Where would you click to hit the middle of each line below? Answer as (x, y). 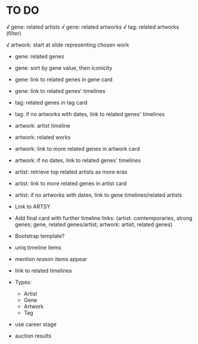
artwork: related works (43, 137)
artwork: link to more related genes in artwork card (77, 148)
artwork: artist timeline (42, 125)
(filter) (14, 33)
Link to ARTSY (33, 206)
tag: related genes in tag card (51, 103)
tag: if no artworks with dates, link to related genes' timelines (90, 114)
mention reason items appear (51, 259)
